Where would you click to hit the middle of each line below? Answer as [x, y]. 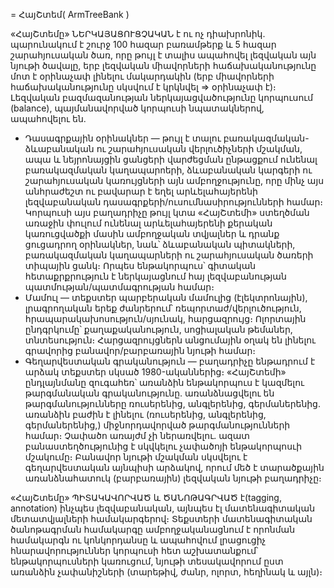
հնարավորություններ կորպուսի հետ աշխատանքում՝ [134, 550]
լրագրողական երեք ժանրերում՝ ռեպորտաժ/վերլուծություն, [163, 308]
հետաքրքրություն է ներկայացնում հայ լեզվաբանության [155, 276]
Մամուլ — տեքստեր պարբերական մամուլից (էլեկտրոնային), [166, 297]
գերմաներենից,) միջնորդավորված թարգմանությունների [157, 425]
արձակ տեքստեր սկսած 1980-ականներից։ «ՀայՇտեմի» [155, 372]
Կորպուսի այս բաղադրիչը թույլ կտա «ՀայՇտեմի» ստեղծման [167, 212]
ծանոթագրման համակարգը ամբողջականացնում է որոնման [153, 529]
